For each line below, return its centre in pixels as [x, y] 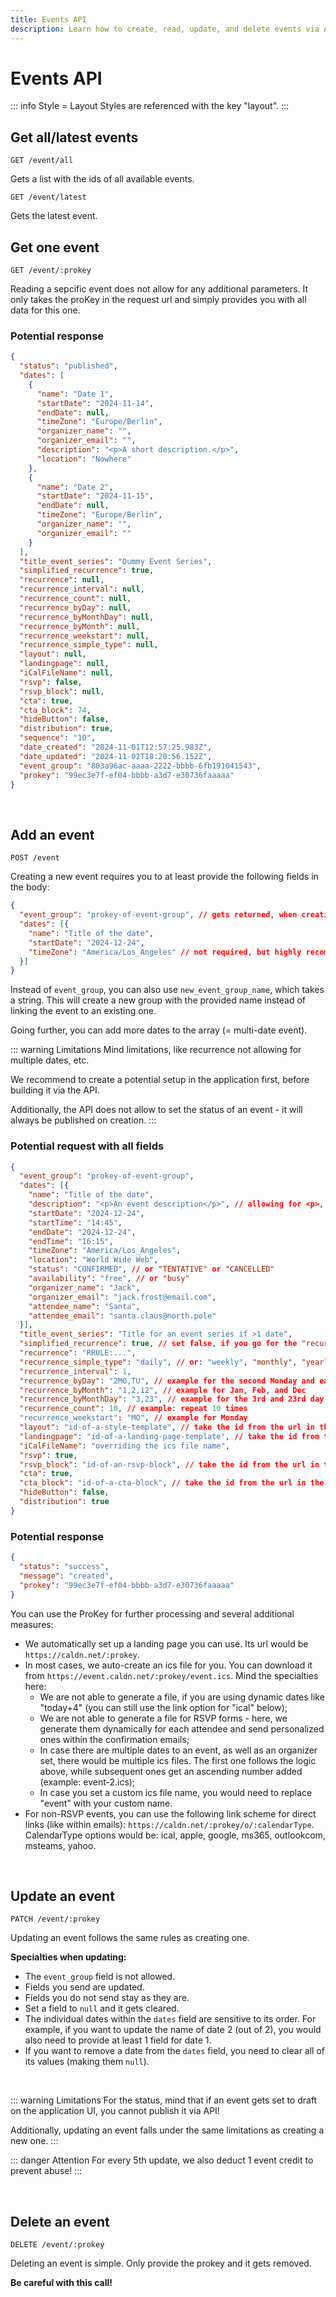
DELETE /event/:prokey [57, 2245]
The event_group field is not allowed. [100, 1977]
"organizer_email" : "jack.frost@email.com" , [122, 1297]
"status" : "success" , [64, 1567]
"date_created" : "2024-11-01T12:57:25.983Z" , [116, 747]
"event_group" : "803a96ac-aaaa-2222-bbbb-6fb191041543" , [140, 766]
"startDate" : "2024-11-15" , [95, 496]
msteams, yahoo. [60, 1845]
